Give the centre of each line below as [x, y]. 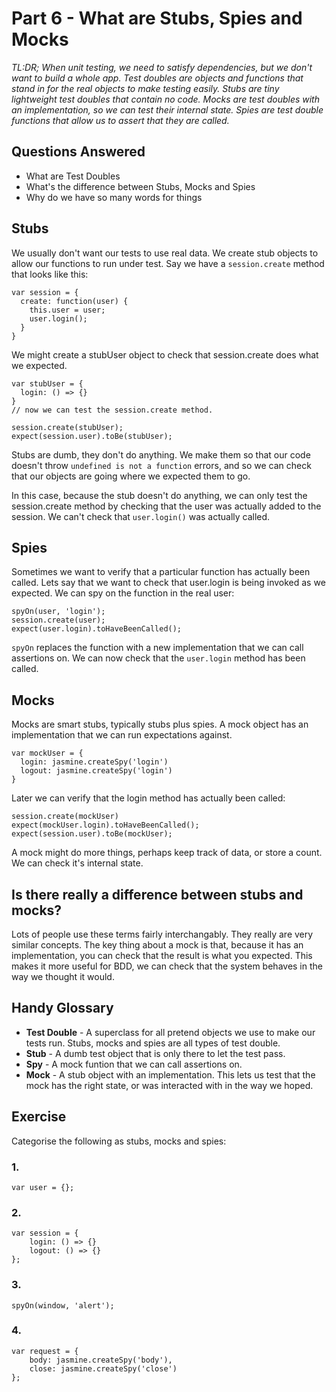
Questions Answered [78, 152]
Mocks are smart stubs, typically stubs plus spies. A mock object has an [160, 724]
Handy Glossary [62, 1008]
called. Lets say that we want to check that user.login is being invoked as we [168, 583]
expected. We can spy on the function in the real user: [123, 593]
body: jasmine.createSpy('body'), [101, 1360]
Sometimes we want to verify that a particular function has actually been [161, 572]
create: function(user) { [74, 301]
